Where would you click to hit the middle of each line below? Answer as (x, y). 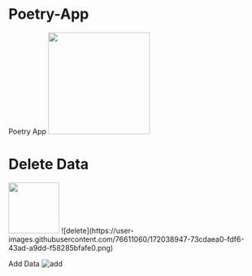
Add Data (24, 263)
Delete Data (49, 164)
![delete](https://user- (97, 230)
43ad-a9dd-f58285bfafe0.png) (61, 248)
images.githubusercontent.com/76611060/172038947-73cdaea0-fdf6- (126, 239)
